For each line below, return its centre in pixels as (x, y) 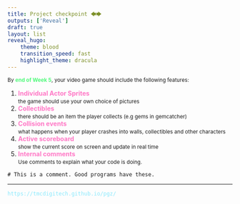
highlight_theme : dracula (59, 61)
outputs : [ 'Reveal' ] (38, 21)
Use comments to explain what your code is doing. (80, 162)
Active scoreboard (46, 138)
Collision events (42, 123)
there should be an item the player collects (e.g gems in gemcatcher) (102, 116)
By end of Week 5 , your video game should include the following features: (98, 80)
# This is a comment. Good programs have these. (81, 174)
